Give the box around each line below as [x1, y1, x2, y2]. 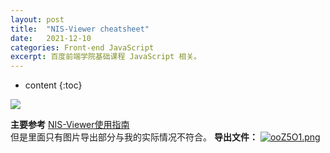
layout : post [10, 14, 65, 25]
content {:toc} [24, 79, 83, 91]
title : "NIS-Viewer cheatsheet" [10, 24, 150, 34]
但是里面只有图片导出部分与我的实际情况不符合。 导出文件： [10, 131, 258, 143]
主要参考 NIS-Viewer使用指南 [10, 119, 130, 131]
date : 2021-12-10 [10, 33, 92, 43]
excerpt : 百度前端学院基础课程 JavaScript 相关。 [10, 52, 202, 62]
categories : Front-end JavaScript [10, 42, 155, 53]
